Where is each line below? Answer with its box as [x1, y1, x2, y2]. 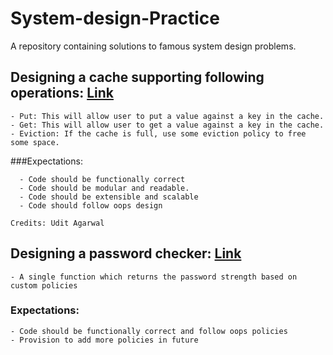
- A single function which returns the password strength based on [10, 272, 298, 282]
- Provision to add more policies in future [10, 335, 199, 345]
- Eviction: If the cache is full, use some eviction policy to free [10, 128, 307, 139]
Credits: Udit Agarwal [10, 218, 105, 228]
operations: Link [10, 85, 114, 102]
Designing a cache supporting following [10, 69, 265, 86]
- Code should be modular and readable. [19, 183, 190, 193]
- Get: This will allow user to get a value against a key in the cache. [10, 120, 325, 130]
